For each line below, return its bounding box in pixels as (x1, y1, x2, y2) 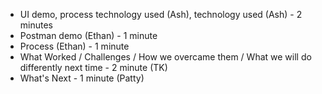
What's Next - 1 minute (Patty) (19, 72, 145, 84)
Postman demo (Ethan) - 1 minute (19, 30, 158, 41)
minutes (19, 19, 53, 31)
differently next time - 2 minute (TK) (19, 62, 168, 73)
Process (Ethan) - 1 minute (19, 40, 130, 52)
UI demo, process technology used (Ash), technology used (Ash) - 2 (19, 9, 303, 20)
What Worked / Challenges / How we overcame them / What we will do (19, 51, 312, 63)
